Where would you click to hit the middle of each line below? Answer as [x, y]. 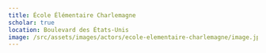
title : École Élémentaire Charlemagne [72, 15]
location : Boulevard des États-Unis [68, 30]
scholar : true [32, 23]
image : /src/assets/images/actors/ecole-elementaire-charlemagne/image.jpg [136, 37]
